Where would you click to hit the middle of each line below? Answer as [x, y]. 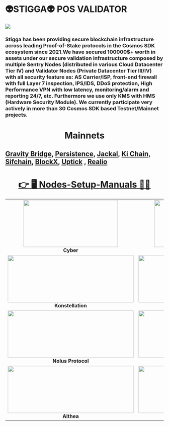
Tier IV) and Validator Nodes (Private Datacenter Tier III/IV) [78, 70]
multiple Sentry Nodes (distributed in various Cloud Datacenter [84, 64]
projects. [16, 115]
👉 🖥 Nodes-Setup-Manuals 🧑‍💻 [84, 184]
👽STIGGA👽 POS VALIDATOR [66, 9]
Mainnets [84, 136]
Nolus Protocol [71, 361]
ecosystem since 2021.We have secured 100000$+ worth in [80, 52]
